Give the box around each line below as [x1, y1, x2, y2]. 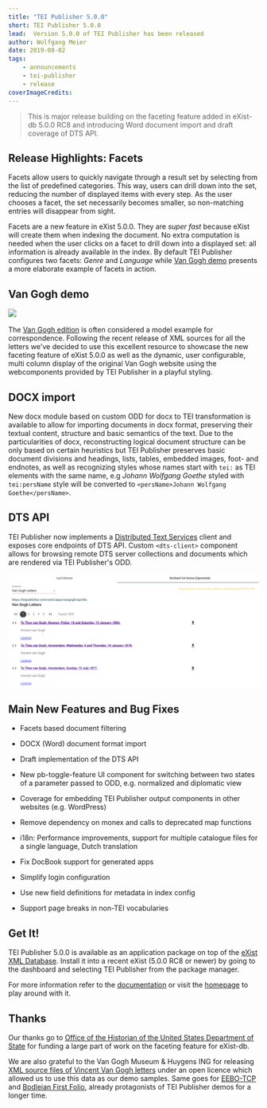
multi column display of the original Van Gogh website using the [8, 359, 217, 368]
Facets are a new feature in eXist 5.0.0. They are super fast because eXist [8, 222, 250, 231]
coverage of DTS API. [27, 128, 99, 138]
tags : [8, 55, 26, 63]
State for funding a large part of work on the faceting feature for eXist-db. [8, 1041, 250, 1051]
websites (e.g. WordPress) [19, 802, 107, 812]
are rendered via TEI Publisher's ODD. [8, 557, 133, 567]
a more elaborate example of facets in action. [8, 264, 157, 274]
